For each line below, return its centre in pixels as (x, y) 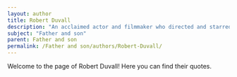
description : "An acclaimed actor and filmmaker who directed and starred (120, 27)
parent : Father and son (42, 40)
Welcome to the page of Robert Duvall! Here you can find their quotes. (109, 66)
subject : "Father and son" (47, 33)
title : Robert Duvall (39, 20)
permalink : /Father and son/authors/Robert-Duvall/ (85, 46)
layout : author (30, 14)
